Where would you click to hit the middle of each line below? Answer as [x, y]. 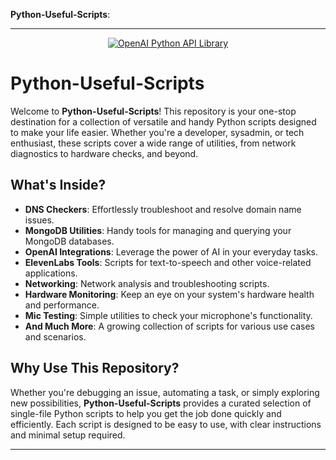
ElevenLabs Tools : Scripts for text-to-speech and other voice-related [168, 262]
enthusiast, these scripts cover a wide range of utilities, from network [153, 143]
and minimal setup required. [68, 435]
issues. [39, 220]
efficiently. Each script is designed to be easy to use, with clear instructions [166, 424]
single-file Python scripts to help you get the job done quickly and [146, 413]
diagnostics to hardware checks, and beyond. [104, 153]
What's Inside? [58, 185]
